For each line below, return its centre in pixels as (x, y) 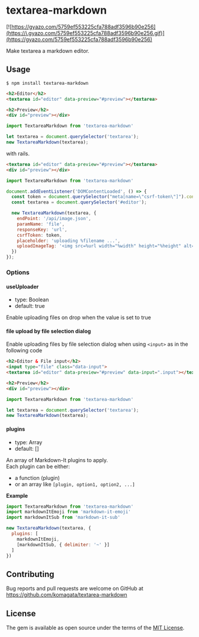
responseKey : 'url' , (42, 230)
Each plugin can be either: (38, 466)
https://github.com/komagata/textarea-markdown (67, 595)
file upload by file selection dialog (49, 331)
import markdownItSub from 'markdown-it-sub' (63, 517)
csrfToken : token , (39, 235)
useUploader (23, 286)
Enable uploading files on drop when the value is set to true (78, 317)
